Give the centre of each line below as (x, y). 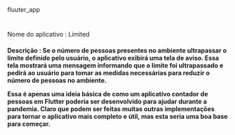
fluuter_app (24, 9)
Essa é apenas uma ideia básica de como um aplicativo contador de (108, 94)
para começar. (29, 124)
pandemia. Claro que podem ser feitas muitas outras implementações (111, 109)
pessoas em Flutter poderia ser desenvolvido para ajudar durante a (107, 101)
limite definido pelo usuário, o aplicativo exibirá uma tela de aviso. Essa (113, 58)
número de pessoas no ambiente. (57, 80)
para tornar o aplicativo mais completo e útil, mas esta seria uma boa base (117, 116)
